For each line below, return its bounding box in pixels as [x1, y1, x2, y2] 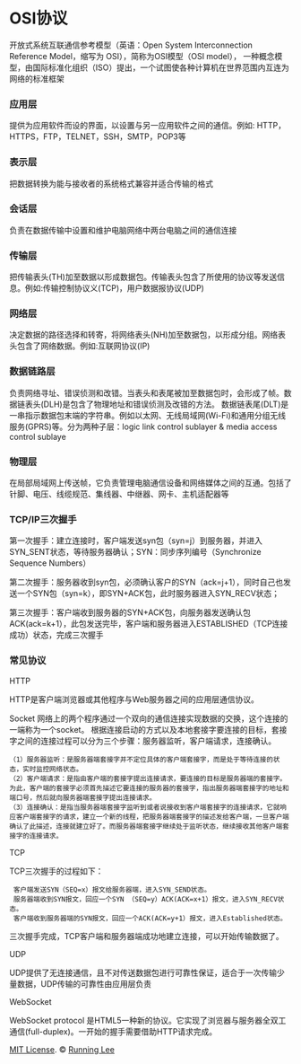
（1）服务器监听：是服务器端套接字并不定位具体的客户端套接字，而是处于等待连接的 [9, 755, 273, 764]
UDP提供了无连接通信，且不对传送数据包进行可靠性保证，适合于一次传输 [9, 967, 278, 978]
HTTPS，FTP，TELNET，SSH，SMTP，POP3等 [9, 131, 186, 142]
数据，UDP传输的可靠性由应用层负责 [16, 978, 152, 989]
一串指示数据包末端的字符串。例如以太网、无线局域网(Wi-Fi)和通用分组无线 [9, 409, 287, 420]
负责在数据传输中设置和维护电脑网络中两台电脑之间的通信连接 [9, 224, 237, 235]
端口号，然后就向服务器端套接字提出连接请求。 [9, 793, 157, 802]
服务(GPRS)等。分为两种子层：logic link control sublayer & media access [9, 421, 278, 432]
